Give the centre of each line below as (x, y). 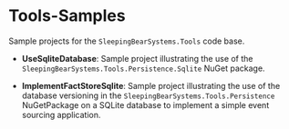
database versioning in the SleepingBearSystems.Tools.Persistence (148, 95)
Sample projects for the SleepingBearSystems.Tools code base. (127, 41)
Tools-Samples (67, 16)
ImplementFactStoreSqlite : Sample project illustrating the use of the (151, 85)
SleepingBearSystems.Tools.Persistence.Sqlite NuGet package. (143, 68)
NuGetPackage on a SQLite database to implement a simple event (145, 104)
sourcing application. (61, 114)
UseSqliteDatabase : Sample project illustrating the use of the (137, 58)
